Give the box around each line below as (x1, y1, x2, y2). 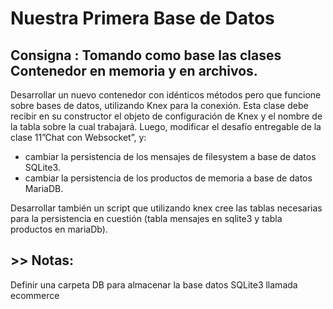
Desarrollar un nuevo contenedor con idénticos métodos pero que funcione (10, 89, 322, 101)
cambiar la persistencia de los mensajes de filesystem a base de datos (24, 151, 317, 162)
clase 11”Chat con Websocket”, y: (10, 132, 147, 143)
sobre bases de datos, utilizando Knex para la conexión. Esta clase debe (10, 100, 309, 111)
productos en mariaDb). (10, 223, 108, 235)
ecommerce (10, 289, 60, 301)
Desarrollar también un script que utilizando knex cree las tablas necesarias (10, 202, 323, 214)
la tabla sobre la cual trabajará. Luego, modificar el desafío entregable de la (10, 121, 322, 132)
